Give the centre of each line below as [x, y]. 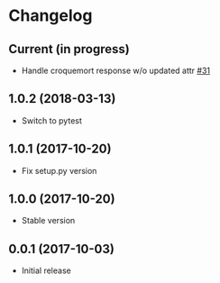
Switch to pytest [52, 120]
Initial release [46, 270]
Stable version [48, 221]
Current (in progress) [69, 49]
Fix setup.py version [59, 170]
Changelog [50, 16]
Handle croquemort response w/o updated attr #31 [116, 70]
